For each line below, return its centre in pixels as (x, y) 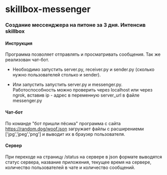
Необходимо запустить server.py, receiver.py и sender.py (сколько (83, 69)
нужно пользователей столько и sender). (57, 75)
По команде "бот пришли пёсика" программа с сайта (63, 123)
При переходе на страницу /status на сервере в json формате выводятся (84, 156)
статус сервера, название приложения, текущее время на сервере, (78, 162)
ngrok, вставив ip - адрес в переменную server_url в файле (76, 95)
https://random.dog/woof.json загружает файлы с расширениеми (75, 129)
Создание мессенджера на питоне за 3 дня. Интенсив (75, 25)
